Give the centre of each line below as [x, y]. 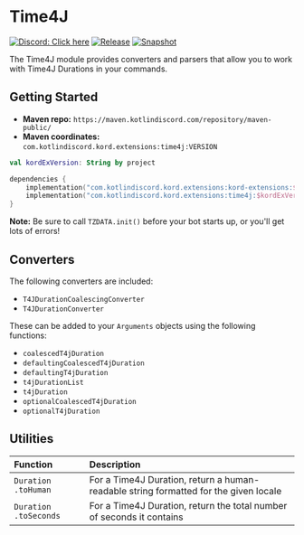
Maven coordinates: [61, 136]
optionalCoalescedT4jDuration [80, 401]
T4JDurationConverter [63, 309]
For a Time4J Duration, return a [156, 479]
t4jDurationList [53, 382]
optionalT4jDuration [61, 411]
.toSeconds [37, 516]
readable [108, 491]
